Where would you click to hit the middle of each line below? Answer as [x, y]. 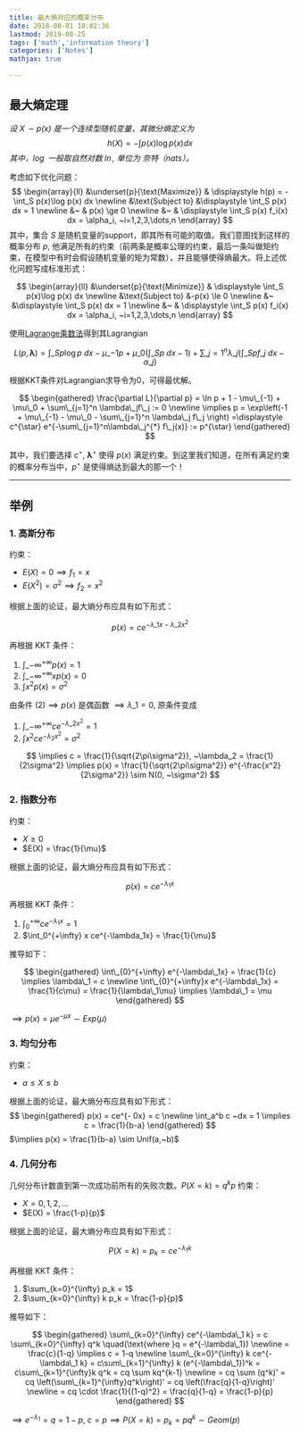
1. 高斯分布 [32, 534]
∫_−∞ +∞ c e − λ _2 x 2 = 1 [59, 725]
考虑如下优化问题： [45, 177]
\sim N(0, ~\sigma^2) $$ [175, 775]
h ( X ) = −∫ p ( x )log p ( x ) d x [150, 143]
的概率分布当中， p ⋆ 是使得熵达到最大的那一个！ [97, 466]
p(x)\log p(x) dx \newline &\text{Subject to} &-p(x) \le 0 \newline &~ [150, 296]
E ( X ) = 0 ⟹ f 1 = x [56, 574]
